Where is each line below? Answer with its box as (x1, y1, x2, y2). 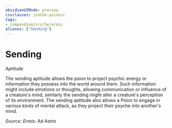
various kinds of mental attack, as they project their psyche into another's (5, 103, 161, 109)
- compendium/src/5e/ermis (5, 22, 63, 27)
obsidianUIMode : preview (5, 7, 59, 13)
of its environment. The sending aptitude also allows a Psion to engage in (5, 97, 160, 103)
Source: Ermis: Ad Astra (5, 118, 56, 124)
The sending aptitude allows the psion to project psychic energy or (5, 75, 147, 82)
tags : (5, 17, 17, 22)
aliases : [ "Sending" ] (5, 27, 52, 32)
